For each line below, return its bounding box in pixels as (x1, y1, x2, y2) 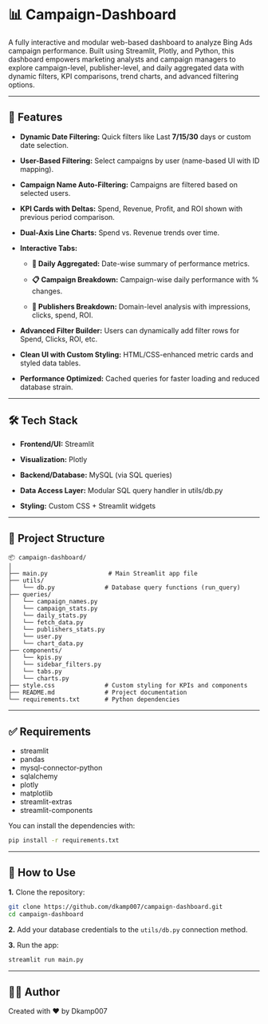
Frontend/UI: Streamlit (19, 439, 94, 448)
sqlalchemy (19, 771, 58, 781)
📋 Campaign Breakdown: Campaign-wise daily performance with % (31, 274, 259, 284)
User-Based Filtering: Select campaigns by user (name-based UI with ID (19, 156, 260, 165)
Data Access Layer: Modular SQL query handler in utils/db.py (19, 485, 223, 495)
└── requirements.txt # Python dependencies (8, 695, 180, 703)
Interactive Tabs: (19, 243, 78, 253)
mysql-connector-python (19, 763, 103, 773)
